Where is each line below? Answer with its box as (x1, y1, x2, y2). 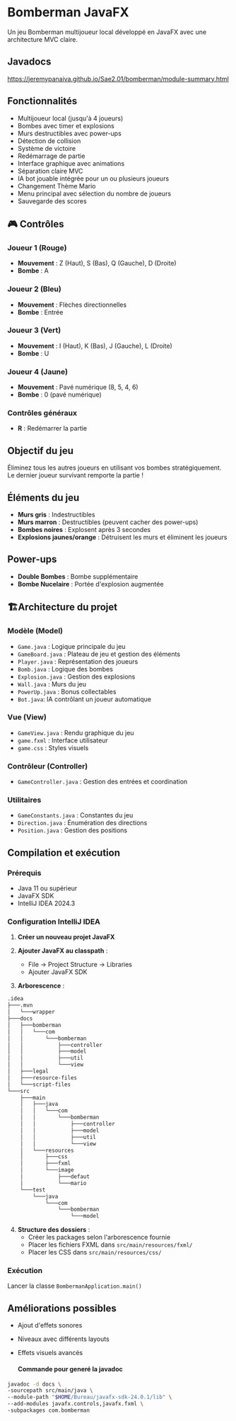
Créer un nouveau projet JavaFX (17, 933, 115, 941)
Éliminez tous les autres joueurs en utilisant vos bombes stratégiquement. (7, 463, 222, 472)
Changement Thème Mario (17, 181, 96, 190)
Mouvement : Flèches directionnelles (17, 300, 127, 309)
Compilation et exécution (7, 847, 120, 859)
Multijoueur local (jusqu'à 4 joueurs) (17, 114, 124, 123)
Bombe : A (17, 266, 49, 275)
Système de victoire (17, 144, 76, 152)
